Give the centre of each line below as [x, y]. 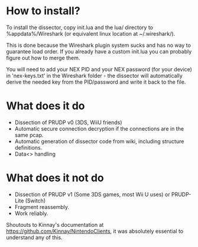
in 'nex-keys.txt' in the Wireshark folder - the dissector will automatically [95, 75]
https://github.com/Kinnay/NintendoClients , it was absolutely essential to [95, 231]
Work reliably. [31, 213]
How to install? [43, 11]
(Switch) [35, 201]
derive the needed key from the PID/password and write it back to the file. [96, 82]
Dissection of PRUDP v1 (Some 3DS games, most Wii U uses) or [92, 194]
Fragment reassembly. [42, 207]
